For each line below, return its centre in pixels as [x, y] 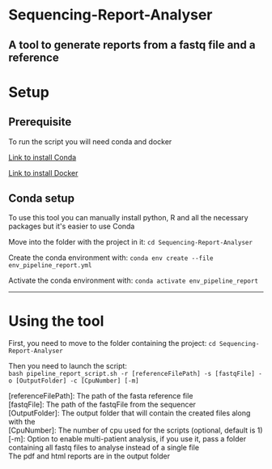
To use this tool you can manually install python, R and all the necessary [128, 218]
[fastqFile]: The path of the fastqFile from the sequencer [102, 405]
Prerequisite [40, 122]
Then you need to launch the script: [68, 366]
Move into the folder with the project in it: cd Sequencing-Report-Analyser [131, 242]
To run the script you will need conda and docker [90, 141]
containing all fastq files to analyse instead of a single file [104, 448]
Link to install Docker [43, 173]
